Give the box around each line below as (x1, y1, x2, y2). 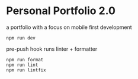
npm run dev (6, 35, 36, 41)
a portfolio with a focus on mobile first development (6, 24, 132, 31)
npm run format (6, 57, 44, 62)
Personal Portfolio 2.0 (6, 4, 115, 18)
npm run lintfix (6, 67, 46, 73)
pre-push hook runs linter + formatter (6, 45, 98, 52)
